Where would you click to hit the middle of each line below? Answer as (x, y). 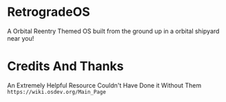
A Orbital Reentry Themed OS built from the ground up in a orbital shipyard (113, 31)
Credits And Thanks (65, 67)
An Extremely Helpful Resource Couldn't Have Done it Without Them (104, 85)
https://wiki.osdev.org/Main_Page (57, 92)
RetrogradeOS (49, 12)
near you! (21, 38)
